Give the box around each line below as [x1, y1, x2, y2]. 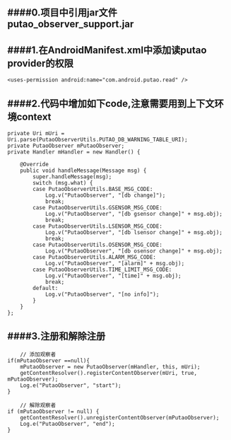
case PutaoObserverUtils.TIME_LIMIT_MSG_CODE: [32, 266, 172, 274]
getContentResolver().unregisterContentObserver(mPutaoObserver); [20, 414, 220, 421]
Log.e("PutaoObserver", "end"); [20, 420, 115, 427]
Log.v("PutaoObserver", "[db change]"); [45, 192, 166, 199]
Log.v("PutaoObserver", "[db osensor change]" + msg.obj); [45, 248, 223, 255]
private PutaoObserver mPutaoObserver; [7, 142, 125, 150]
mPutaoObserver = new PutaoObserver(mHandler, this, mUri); [20, 363, 201, 370]
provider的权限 [7, 57, 74, 69]
